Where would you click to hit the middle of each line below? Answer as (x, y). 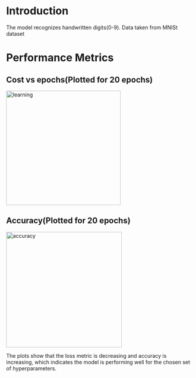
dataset (15, 33)
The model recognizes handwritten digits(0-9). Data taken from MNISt (92, 27)
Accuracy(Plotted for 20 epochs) (68, 221)
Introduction (37, 11)
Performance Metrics (60, 58)
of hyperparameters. (31, 368)
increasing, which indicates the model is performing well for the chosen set (98, 362)
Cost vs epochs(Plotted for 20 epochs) (80, 79)
